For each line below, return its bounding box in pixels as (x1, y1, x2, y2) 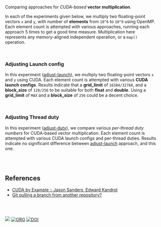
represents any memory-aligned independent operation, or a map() (5, 34, 138, 40)
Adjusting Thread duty (5, 114, 59, 121)
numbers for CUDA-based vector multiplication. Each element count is (5, 130, 145, 136)
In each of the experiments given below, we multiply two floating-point (5, 14, 146, 19)
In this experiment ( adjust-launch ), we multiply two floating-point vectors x (5, 72, 154, 78)
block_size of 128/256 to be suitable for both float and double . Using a (5, 87, 146, 93)
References (5, 174, 41, 182)
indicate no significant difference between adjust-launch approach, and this (5, 140, 156, 146)
